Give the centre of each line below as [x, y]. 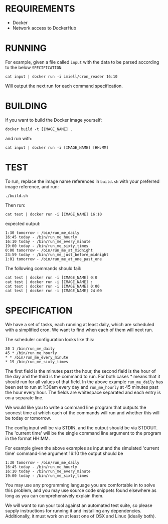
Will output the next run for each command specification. [64, 86]
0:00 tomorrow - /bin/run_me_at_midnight [49, 250]
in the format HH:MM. [28, 438]
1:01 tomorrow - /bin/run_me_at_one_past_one [53, 259]
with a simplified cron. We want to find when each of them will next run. [79, 330]
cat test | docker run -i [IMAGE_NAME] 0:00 [52, 286]
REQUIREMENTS [40, 9]
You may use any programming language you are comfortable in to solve [80, 485]
